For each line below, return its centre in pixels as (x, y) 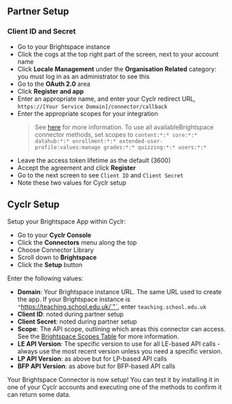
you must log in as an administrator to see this (83, 76)
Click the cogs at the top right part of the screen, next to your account (118, 54)
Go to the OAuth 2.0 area (54, 84)
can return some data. (39, 394)
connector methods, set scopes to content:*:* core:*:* (116, 134)
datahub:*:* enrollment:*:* (75, 141)
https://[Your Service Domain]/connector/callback (92, 107)
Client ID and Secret (41, 31)
